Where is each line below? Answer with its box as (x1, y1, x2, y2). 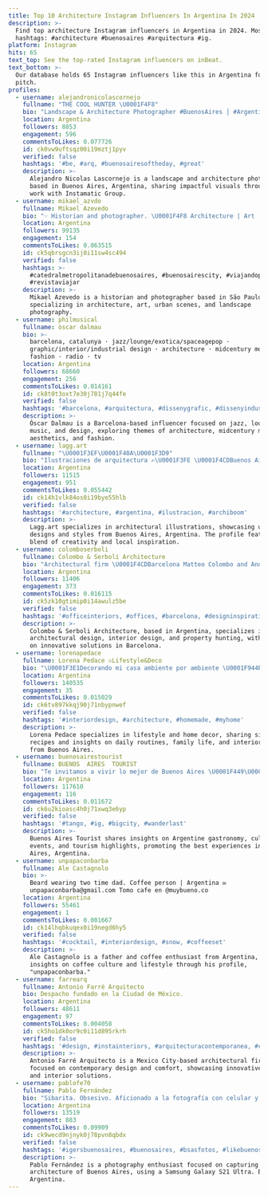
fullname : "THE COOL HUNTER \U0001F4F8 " (22, 100, 159, 108)
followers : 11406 (22, 575, 81, 583)
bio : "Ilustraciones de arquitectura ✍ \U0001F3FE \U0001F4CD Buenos (22, 456, 251, 465)
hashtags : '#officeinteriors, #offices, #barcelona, (22, 612, 202, 620)
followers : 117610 (22, 782, 84, 790)
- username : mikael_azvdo (15, 197, 102, 205)
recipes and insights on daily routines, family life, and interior (29, 738, 262, 746)
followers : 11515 (22, 471, 81, 479)
